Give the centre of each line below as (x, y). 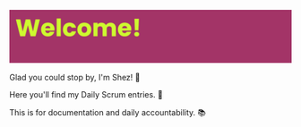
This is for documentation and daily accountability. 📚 (107, 112)
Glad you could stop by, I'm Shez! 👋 (75, 77)
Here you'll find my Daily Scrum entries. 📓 (86, 94)
